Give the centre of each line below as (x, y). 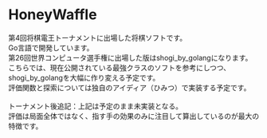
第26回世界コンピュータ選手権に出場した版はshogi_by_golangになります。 (130, 57)
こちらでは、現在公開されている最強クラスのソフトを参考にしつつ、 (120, 67)
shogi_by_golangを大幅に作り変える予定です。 (84, 77)
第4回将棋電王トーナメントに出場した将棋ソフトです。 (98, 37)
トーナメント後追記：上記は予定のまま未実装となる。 (96, 106)
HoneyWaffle (53, 15)
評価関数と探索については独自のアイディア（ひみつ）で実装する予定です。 (130, 87)
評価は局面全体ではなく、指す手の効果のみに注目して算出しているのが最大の (134, 116)
